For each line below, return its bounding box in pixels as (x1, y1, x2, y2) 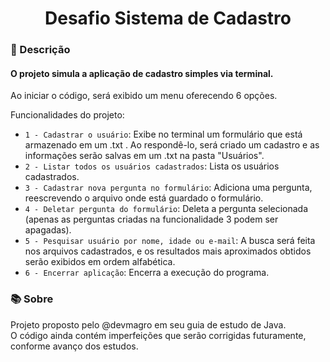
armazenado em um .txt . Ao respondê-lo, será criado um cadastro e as (24, 139, 320, 151)
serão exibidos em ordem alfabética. (24, 256, 176, 268)
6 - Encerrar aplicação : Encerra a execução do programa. (24, 267, 270, 279)
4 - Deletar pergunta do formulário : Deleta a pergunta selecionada (24, 203, 309, 215)
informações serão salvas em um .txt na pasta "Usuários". (24, 150, 265, 162)
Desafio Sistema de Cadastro (44, 7, 292, 30)
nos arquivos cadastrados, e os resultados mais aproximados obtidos (24, 245, 312, 257)
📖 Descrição (10, 43, 71, 57)
